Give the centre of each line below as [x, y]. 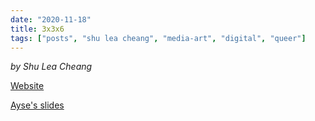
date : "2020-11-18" [51, 19]
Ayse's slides [37, 105]
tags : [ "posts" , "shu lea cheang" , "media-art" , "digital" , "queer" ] [158, 38]
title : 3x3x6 [37, 29]
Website [27, 86]
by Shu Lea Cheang [51, 67]
